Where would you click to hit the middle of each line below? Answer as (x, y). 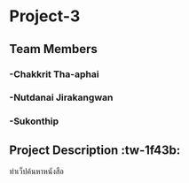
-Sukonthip (34, 121)
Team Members (53, 49)
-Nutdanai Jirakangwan (61, 97)
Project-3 (45, 16)
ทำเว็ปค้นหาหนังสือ (37, 172)
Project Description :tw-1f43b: (95, 150)
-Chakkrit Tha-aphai (54, 74)
